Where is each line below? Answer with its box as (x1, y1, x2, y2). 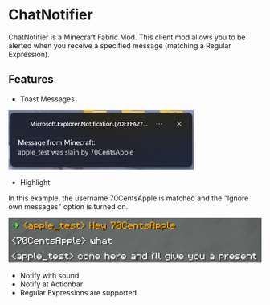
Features (8, 72, 54, 86)
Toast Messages (19, 94, 75, 104)
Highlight (19, 177, 51, 187)
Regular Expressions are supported (19, 287, 137, 297)
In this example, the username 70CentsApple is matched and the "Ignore (8, 193, 249, 203)
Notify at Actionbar (19, 279, 84, 289)
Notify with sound (19, 270, 80, 280)
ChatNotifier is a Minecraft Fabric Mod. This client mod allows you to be (8, 32, 247, 42)
